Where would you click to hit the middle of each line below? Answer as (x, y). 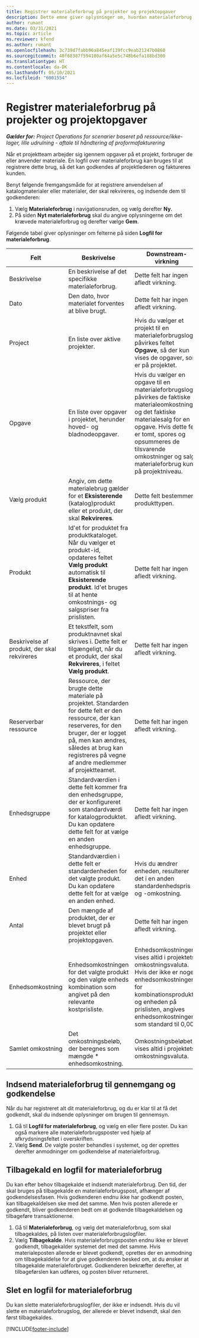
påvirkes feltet (154, 343)
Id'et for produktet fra (98, 528)
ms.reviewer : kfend (30, 39)
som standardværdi (95, 810)
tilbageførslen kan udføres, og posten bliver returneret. (82, 1271)
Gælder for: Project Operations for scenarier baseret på (75, 137)
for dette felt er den (95, 711)
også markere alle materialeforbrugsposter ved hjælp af (83, 1132)
